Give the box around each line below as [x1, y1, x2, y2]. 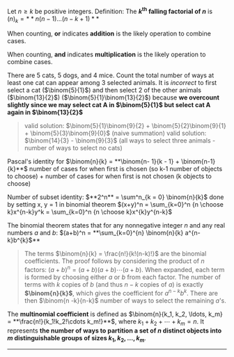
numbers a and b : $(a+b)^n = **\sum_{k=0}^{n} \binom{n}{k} [7, 229, 184, 237]
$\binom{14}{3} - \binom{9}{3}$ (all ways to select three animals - [24, 136, 216, 145]
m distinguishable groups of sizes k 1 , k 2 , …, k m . [7, 333, 146, 344]
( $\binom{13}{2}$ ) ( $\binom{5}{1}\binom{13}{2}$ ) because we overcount [7, 93, 219, 102]
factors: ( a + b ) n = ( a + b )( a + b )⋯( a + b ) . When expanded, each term [24, 264, 225, 274]
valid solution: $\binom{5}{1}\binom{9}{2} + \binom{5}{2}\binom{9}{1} [24, 122, 226, 130]
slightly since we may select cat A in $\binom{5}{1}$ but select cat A [7, 101, 211, 109]
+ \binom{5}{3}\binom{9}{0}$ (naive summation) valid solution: [24, 129, 207, 138]
